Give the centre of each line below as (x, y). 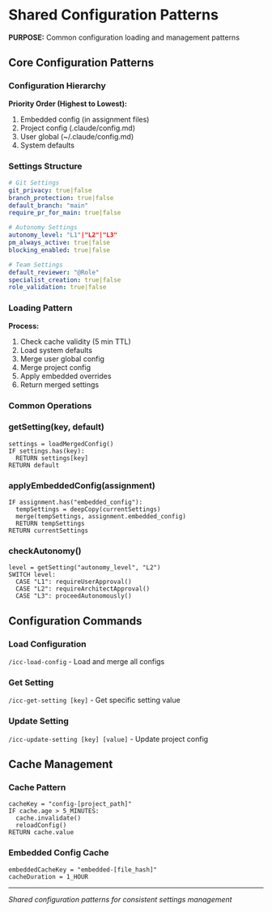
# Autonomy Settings (43, 228)
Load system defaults (56, 350)
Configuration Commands (75, 621)
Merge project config (55, 367)
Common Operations (50, 405)
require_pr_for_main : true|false (65, 213)
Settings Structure (45, 166)
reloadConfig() (41, 825)
